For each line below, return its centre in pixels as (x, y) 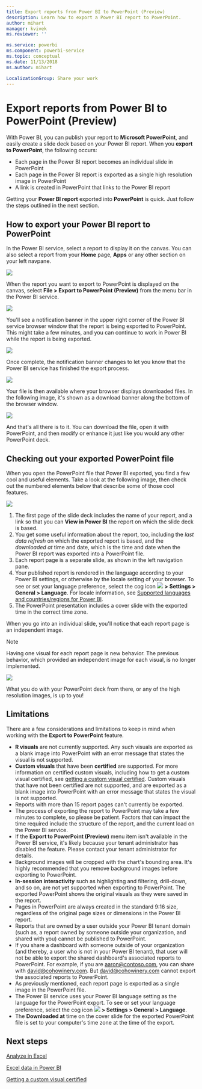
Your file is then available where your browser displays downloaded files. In (99, 391)
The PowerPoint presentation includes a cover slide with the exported (101, 605)
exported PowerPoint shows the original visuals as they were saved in (101, 893)
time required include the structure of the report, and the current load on (105, 823)
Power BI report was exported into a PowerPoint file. (80, 554)
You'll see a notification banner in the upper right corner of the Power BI (95, 320)
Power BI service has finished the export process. (68, 368)
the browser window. (32, 404)
